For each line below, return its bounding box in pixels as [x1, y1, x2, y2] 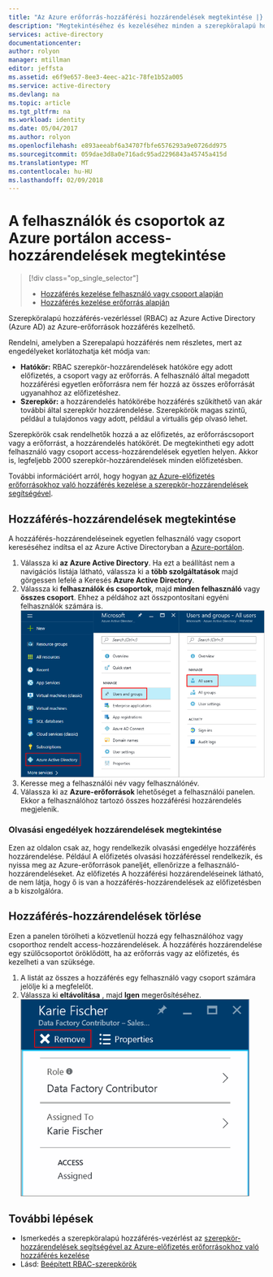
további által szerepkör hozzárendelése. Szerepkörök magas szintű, [19, 405, 248, 415]
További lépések [8, 1212, 93, 1226]
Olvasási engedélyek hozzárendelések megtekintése [8, 825, 222, 836]
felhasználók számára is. [19, 601, 103, 611]
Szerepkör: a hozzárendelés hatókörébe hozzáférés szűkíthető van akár [19, 396, 262, 406]
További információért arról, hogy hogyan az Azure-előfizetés [8, 471, 215, 481]
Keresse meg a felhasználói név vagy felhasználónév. [19, 778, 200, 788]
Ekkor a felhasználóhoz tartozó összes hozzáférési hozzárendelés [19, 795, 242, 805]
